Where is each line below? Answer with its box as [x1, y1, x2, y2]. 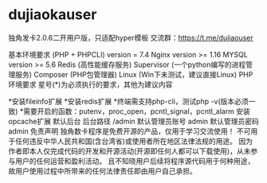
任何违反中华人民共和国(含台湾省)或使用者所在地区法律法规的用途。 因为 [14, 136, 253, 146]
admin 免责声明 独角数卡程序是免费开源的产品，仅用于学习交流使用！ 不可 [8, 126, 251, 136]
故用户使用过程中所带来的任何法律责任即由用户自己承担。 [8, 165, 197, 176]
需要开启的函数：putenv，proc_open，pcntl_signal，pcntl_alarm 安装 [23, 106, 251, 116]
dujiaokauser [8, 6, 97, 24]
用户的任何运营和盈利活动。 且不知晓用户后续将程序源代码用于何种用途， [14, 156, 255, 165]
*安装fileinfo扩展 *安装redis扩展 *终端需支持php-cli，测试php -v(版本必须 [8, 96, 249, 106]
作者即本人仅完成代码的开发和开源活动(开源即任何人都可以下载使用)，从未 [8, 146, 251, 156]
